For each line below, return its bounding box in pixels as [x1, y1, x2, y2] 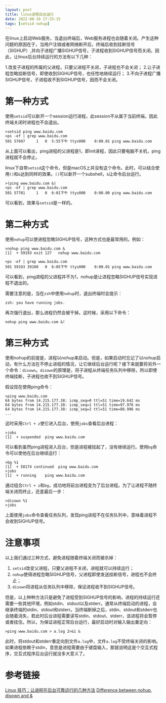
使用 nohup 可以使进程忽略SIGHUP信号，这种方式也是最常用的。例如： [5, 236, 145, 243]
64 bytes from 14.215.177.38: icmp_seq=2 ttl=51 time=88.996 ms [5, 407, 140, 412]
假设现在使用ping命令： [5, 384, 53, 390]
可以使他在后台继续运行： [9, 450, 62, 456]
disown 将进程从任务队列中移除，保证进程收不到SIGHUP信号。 [12, 584, 137, 590]
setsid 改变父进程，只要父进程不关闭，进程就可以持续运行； [12, 565, 134, 571]
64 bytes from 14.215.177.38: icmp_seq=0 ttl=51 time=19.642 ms [5, 398, 140, 403]
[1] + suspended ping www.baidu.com [5, 435, 85, 440]
